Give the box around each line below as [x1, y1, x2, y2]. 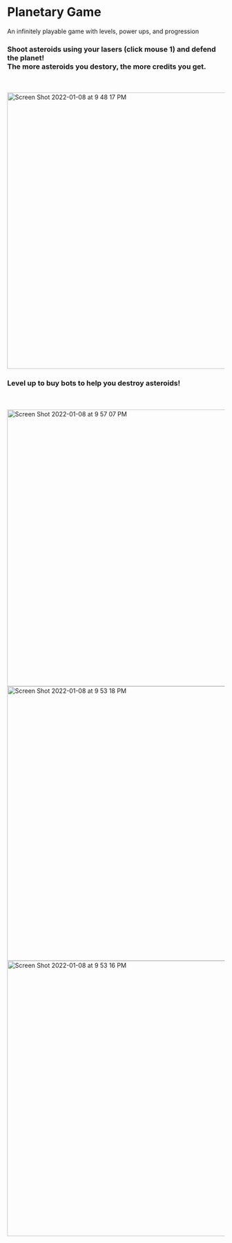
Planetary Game [7, 4, 101, 20]
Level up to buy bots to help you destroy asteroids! [7, 378, 181, 388]
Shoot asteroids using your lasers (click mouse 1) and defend [7, 44, 216, 54]
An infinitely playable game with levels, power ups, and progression [7, 27, 199, 35]
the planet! [7, 53, 45, 62]
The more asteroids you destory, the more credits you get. [7, 62, 206, 71]
